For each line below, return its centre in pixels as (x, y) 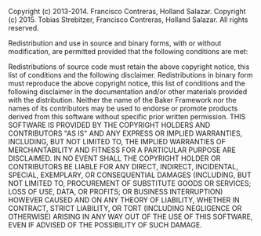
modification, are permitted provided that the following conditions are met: (128, 51)
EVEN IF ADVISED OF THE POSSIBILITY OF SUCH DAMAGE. (105, 225)
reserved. (24, 28)
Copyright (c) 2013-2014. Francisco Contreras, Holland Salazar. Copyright (127, 11)
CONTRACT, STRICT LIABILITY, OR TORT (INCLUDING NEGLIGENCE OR (125, 208)
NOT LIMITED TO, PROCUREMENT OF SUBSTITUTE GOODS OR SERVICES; (130, 183)
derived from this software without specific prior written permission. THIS (127, 116)
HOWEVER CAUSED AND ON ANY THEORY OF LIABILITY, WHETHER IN (124, 200)
